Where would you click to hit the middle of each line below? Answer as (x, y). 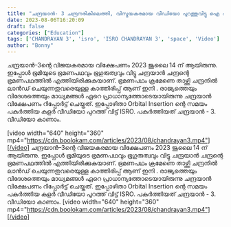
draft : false (26, 26)
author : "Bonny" (30, 45)
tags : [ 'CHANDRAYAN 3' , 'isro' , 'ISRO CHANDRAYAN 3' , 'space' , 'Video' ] (113, 39)
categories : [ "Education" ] (46, 33)
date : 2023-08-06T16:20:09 (46, 20)
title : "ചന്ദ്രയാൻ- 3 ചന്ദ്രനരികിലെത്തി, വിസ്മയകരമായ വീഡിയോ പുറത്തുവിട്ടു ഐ (113, 13)
